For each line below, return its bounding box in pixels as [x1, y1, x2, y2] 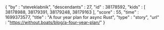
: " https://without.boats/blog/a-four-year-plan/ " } [5, 19, 106, 25]
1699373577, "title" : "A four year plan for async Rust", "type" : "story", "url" [5, 15, 160, 20]
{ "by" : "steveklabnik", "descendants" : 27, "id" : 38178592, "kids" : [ [5, 4, 146, 10]
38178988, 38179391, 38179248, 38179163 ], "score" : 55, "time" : [5, 9, 139, 15]
